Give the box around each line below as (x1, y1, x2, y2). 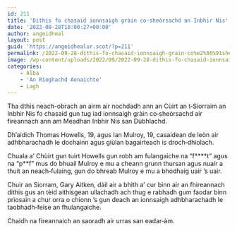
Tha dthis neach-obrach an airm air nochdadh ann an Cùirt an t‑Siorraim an (7, 102, 226, 110)
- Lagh (20, 83, 39, 90)
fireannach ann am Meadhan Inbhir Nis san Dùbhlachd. (7, 117, 168, 126)
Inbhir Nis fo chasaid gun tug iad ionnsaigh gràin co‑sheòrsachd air (7, 109, 202, 118)
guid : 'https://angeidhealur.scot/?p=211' (7, 43, 134, 50)
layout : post (7, 37, 46, 44)
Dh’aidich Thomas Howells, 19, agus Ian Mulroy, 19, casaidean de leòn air (7, 131, 219, 139)
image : (7, 57, 27, 64)
